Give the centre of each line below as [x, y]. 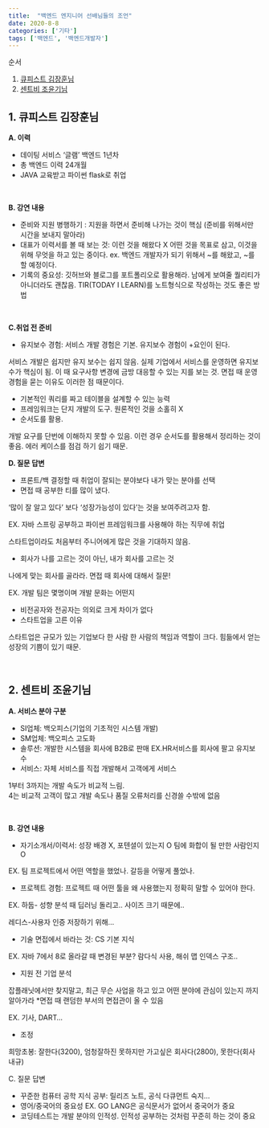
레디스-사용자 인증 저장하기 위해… [61, 922]
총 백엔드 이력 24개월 [53, 165]
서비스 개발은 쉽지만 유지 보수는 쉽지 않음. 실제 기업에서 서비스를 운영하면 [123, 362]
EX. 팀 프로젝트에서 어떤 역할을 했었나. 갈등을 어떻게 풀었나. [102, 871]
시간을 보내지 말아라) [53, 235]
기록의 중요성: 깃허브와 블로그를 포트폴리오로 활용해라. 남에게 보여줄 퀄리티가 [140, 275]
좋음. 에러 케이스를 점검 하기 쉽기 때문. [68, 446]
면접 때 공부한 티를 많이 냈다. [65, 490]
